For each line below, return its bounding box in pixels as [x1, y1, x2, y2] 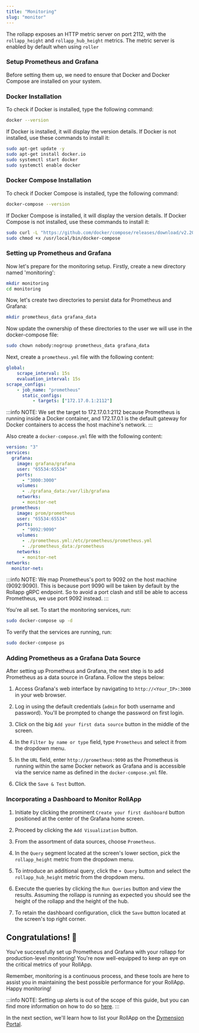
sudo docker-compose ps [6, 640, 65, 646]
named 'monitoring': [6, 269, 56, 276]
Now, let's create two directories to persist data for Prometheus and [6, 297, 172, 304]
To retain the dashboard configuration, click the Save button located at [14, 909, 186, 916]
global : [6, 365, 25, 371]
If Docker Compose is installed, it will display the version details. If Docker [6, 211, 187, 219]
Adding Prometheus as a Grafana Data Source [6, 654, 141, 662]
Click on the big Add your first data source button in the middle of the [14, 721, 190, 728]
